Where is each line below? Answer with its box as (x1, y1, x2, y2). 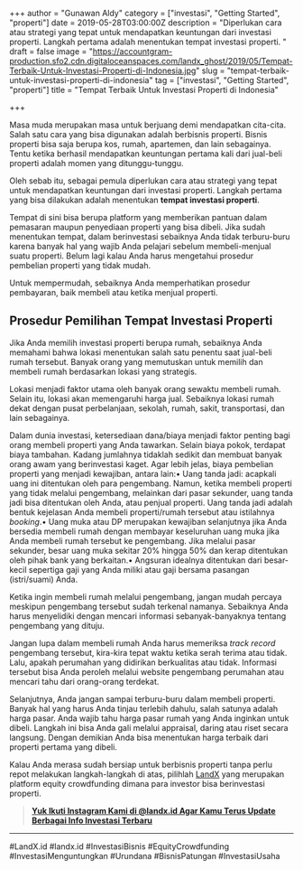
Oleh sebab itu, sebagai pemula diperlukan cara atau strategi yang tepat (9, 175, 278, 186)
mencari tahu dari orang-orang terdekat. (9, 676, 160, 687)
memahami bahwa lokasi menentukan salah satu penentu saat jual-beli (9, 347, 272, 358)
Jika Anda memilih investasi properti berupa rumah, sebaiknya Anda (9, 337, 263, 348)
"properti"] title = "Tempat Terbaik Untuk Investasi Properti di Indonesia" (9, 85, 280, 95)
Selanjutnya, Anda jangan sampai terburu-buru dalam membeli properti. (9, 693, 276, 704)
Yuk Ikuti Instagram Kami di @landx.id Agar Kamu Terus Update (31, 805, 277, 816)
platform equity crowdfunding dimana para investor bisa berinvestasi (9, 778, 266, 789)
